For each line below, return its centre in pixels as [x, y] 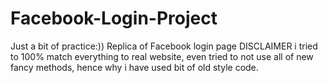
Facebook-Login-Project [114, 18]
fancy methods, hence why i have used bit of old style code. [134, 67]
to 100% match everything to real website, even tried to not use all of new [162, 56]
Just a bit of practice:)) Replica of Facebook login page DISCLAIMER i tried [164, 46]
